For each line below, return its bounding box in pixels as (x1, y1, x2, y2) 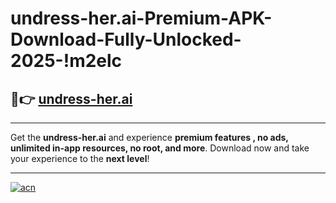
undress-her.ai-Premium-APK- (10, 7, 273, 30)
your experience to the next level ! (10, 153, 150, 164)
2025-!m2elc (10, 50, 123, 72)
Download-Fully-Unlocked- (10, 28, 242, 51)
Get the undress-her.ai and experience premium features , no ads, (10, 132, 289, 143)
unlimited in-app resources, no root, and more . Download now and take (10, 142, 310, 154)
